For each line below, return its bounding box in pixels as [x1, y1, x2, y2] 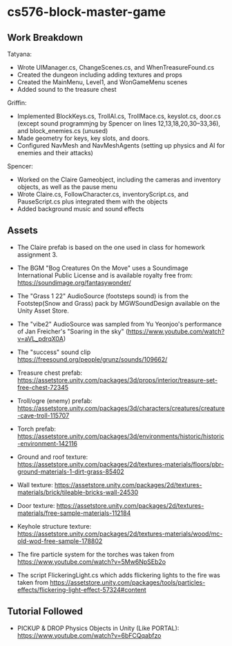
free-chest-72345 [17, 383, 69, 391]
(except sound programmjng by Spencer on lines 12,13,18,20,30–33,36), [17, 119, 221, 128]
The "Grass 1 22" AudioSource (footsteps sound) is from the [17, 291, 188, 300]
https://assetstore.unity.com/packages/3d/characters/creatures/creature [17, 404, 225, 412]
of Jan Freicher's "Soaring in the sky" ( [17, 327, 128, 335]
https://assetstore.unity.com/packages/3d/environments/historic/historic [17, 432, 224, 440]
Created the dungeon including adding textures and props [17, 70, 183, 79]
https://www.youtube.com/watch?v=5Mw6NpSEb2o [17, 557, 166, 566]
